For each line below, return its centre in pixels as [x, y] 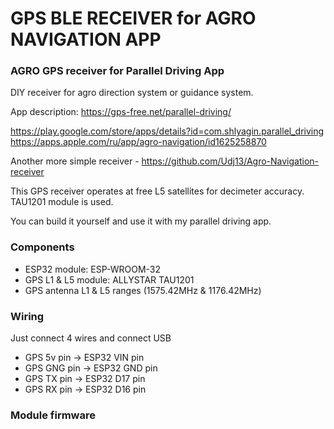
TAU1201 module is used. [62, 202]
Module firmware [53, 415]
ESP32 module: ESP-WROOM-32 [93, 269]
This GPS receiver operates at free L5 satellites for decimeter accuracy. [157, 191]
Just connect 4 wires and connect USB [91, 338]
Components [42, 247]
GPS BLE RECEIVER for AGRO [133, 18]
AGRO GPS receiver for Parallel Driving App [117, 71]
